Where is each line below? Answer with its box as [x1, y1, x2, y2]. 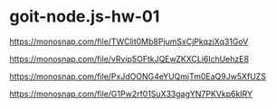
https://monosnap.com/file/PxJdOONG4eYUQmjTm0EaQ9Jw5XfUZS [9, 70, 267, 82]
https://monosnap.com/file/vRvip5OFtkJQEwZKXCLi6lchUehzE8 [9, 53, 250, 64]
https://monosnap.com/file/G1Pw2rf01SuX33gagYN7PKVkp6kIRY [9, 88, 253, 99]
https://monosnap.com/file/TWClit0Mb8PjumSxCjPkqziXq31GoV [9, 36, 249, 47]
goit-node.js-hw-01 [9, 6, 160, 27]
